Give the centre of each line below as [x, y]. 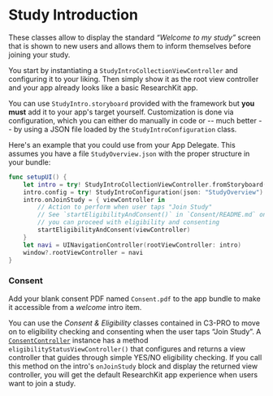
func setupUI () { [38, 177]
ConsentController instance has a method [78, 340]
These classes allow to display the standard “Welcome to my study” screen [135, 37]
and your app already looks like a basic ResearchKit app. [103, 88]
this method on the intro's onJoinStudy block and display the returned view [133, 366]
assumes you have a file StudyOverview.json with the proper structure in [129, 153]
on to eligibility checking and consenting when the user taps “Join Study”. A [135, 331]
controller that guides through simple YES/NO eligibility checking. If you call [135, 357]
